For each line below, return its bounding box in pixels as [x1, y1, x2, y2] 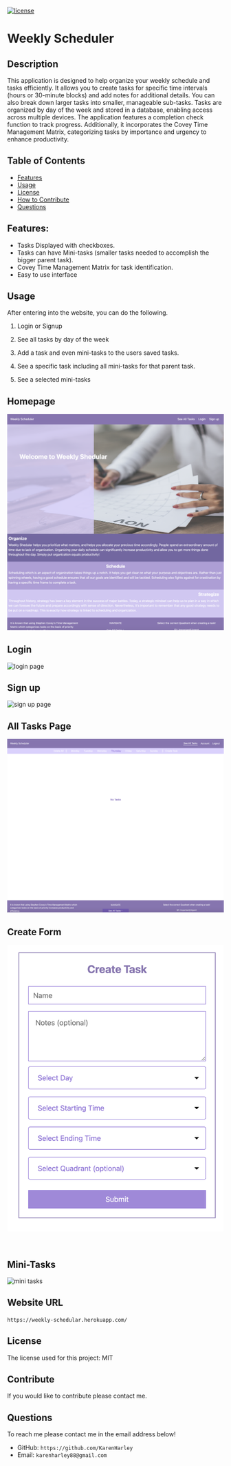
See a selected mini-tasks [16, 375, 91, 384]
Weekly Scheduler [7, 31, 115, 46]
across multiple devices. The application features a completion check [7, 113, 204, 121]
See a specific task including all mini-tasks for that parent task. [16, 362, 196, 371]
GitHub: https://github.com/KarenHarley [16, 1443, 133, 1452]
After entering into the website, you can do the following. [7, 309, 168, 317]
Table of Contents [7, 155, 86, 167]
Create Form [7, 926, 62, 938]
